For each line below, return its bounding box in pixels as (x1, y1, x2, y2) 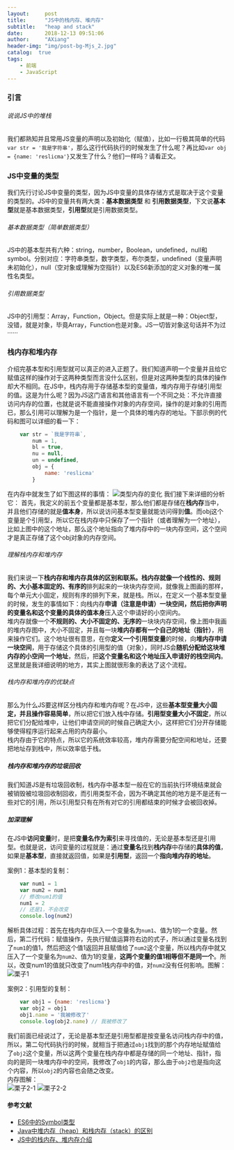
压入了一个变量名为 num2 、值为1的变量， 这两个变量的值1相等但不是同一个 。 (7, 953, 221, 961)
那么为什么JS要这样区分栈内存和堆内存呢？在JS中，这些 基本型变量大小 (7, 701, 211, 709)
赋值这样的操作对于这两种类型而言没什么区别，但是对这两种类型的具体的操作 (7, 373, 227, 381)
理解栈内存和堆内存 (7, 550, 63, 559)
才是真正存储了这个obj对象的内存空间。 (7, 533, 120, 541)
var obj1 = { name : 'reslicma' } (19, 999, 111, 1006)
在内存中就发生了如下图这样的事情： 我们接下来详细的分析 (7, 490, 225, 498)
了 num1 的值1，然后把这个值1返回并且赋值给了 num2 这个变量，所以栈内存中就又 (7, 944, 226, 952)
